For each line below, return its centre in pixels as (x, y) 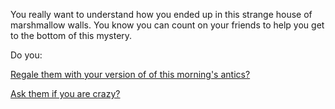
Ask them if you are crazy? (65, 93)
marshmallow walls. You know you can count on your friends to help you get (167, 25)
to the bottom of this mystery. (71, 35)
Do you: (26, 55)
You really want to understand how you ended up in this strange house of (161, 14)
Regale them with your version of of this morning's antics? (130, 74)
